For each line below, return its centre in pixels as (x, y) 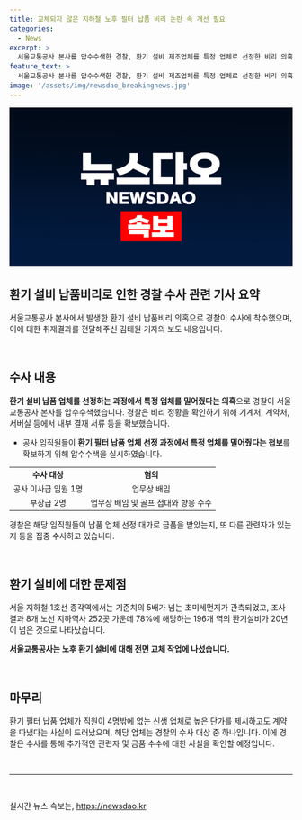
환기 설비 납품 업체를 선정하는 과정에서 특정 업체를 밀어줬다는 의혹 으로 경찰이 (142, 401)
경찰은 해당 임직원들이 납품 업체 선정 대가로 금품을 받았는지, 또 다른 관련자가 (142, 524)
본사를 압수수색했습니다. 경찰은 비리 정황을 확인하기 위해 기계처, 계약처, (165, 412)
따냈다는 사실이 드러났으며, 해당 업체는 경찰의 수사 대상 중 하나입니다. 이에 (148, 733)
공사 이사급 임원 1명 (48, 488)
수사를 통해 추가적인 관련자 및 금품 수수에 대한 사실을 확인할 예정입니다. (151, 743)
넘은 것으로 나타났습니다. (62, 630)
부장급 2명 (48, 503)
